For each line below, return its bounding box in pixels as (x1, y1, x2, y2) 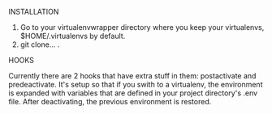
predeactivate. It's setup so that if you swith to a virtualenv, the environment (8, 80, 263, 89)
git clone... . (19, 40, 60, 49)
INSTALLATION (8, 7, 59, 16)
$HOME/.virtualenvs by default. (19, 32, 126, 40)
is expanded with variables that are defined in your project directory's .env (8, 88, 258, 98)
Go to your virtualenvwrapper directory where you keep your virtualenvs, (19, 23, 265, 32)
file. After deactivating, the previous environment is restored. (8, 97, 212, 106)
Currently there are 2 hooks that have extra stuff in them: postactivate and (8, 71, 257, 80)
